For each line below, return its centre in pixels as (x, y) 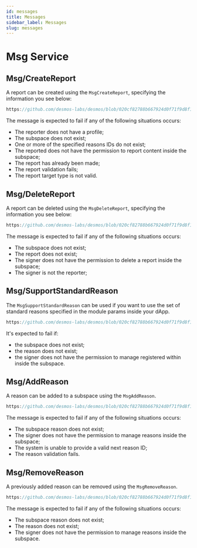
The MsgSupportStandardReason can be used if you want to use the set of (93, 305)
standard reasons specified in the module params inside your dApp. (88, 311)
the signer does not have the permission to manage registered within (98, 357)
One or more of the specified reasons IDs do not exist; (80, 145)
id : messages (22, 11)
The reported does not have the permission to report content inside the (101, 151)
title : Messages (26, 17)
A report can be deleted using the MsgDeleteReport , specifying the (86, 208)
